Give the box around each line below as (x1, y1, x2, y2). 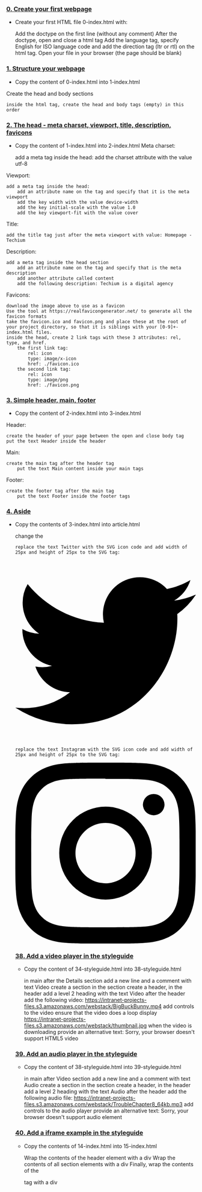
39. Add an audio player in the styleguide (14, 1050, 138, 1058)
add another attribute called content (17, 275, 114, 282)
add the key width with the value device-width (17, 199, 138, 205)
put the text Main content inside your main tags (17, 466, 144, 472)
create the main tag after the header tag (6, 461, 114, 467)
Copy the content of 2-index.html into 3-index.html (14, 409, 141, 417)
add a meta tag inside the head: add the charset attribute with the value (14, 153, 192, 161)
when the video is (148, 1022, 192, 1029)
